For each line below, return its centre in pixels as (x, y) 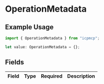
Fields (15, 62)
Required (52, 76)
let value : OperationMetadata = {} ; (42, 47)
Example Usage (29, 27)
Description (81, 76)
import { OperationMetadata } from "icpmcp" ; (52, 38)
